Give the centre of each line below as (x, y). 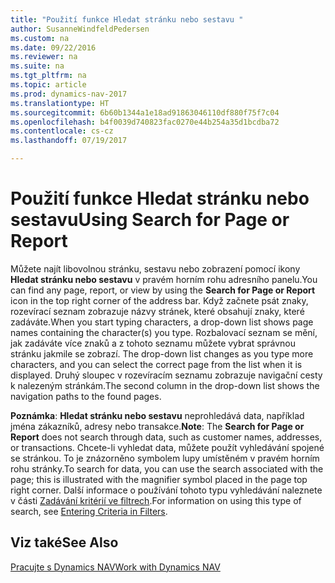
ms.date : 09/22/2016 (53, 47)
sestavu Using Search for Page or (150, 220)
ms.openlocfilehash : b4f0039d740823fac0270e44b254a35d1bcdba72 (145, 122)
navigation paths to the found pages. (86, 396)
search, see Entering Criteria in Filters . (89, 511)
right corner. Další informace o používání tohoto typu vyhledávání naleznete (166, 490)
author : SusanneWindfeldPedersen (80, 29)
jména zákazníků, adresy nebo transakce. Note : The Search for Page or (157, 426)
